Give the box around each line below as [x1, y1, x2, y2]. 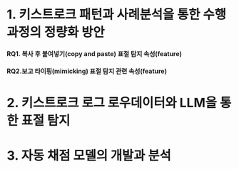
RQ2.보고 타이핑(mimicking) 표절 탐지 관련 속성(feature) [6, 67, 167, 75]
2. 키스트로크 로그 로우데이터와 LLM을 [6, 94, 218, 111]
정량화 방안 [44, 24, 105, 40]
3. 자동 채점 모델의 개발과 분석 [6, 147, 172, 163]
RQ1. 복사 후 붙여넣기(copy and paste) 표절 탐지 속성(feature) [6, 49, 183, 58]
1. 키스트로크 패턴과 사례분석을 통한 [6, 6, 200, 23]
